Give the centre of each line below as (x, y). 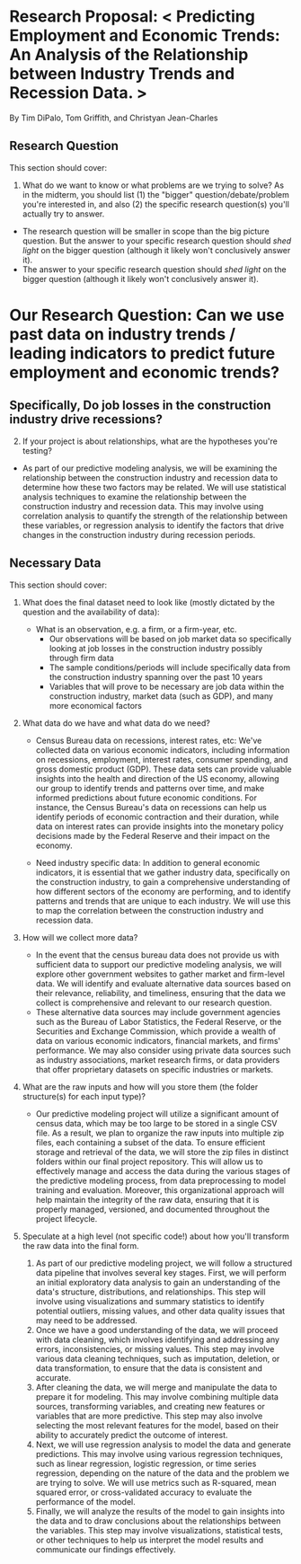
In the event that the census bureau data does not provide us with (158, 955)
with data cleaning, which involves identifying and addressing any (158, 1339)
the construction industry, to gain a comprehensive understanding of (163, 881)
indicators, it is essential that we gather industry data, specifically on (163, 872)
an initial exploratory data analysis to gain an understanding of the (158, 1282)
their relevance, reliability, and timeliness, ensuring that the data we (160, 993)
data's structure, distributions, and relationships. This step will (151, 1292)
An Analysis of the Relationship (129, 55)
